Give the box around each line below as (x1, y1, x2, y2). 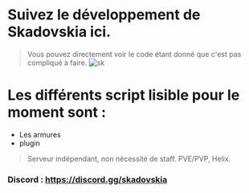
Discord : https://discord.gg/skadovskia (7, 174, 168, 185)
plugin (18, 138, 41, 148)
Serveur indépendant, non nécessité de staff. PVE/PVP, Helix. (27, 154, 231, 163)
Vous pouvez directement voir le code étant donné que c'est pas (27, 49, 242, 59)
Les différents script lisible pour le (7, 86, 240, 105)
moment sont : (7, 103, 106, 121)
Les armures (18, 129, 61, 139)
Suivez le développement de (7, 6, 201, 24)
